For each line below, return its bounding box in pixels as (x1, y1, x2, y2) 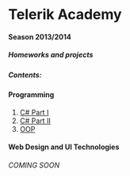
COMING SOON (8, 160, 60, 170)
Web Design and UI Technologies (8, 142, 120, 152)
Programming (8, 90, 55, 99)
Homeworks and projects (8, 50, 94, 60)
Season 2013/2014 (8, 32, 71, 41)
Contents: (8, 69, 42, 80)
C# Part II (19, 116, 52, 125)
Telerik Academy (8, 6, 122, 24)
